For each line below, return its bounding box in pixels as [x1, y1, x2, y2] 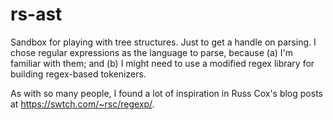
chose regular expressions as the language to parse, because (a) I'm [10, 46, 294, 58]
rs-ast [10, 3, 63, 26]
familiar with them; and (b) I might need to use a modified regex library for [10, 57, 315, 69]
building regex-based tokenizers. [10, 68, 147, 80]
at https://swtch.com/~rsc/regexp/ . [10, 98, 155, 110]
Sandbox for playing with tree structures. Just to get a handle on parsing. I [10, 36, 317, 48]
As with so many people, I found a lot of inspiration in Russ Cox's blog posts [10, 87, 323, 99]
